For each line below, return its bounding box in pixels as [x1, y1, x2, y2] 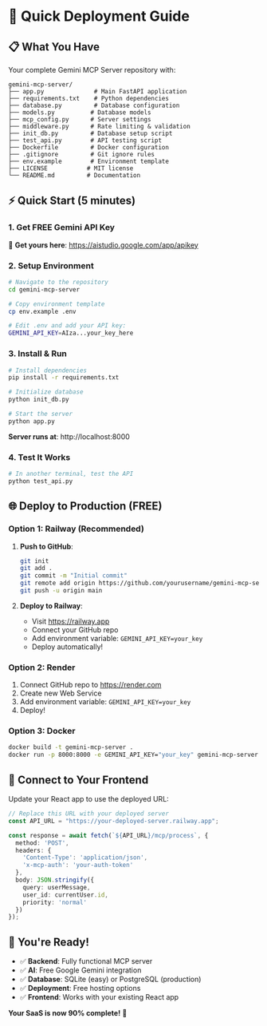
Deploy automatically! [31, 642, 104, 652]
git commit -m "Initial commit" [19, 572, 128, 580]
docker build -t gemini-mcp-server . [8, 743, 134, 751]
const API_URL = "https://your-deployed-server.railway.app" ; [8, 817, 219, 825]
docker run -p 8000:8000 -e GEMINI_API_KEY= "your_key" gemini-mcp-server [8, 751, 259, 759]
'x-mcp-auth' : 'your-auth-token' [22, 862, 134, 870]
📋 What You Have [8, 40, 100, 53]
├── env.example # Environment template [8, 157, 170, 165]
